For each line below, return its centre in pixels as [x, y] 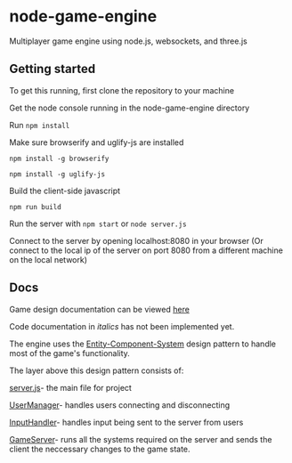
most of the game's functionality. [70, 353]
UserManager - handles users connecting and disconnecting [120, 405]
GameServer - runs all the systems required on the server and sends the [141, 439]
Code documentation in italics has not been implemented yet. [122, 326]
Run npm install [40, 125]
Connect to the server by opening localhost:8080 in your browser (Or [137, 240]
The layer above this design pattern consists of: [97, 370]
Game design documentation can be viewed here [99, 309]
